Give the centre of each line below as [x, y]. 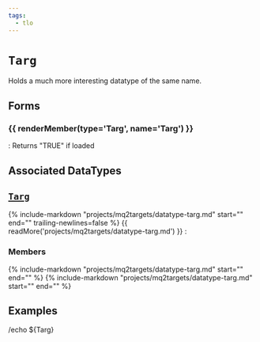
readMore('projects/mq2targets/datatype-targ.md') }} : [98, 231]
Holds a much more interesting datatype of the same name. [105, 81]
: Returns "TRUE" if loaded [51, 146]
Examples [33, 311]
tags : [17, 15]
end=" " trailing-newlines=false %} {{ [68, 223]
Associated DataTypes [65, 171]
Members [27, 252]
